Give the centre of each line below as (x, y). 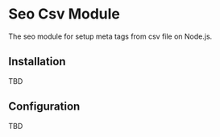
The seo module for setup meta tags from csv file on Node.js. (110, 36)
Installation (37, 62)
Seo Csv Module (64, 14)
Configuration (44, 107)
